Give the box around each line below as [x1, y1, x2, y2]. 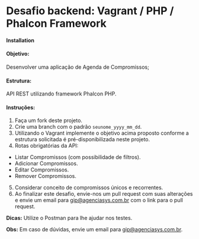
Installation [6, 37, 34, 44]
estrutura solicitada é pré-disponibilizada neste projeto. [14, 136, 150, 143]
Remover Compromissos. [14, 173, 77, 180]
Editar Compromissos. [14, 166, 69, 173]
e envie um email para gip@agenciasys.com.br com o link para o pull [14, 197, 184, 204]
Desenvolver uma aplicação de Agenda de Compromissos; [6, 63, 149, 71]
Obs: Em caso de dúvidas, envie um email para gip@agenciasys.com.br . [6, 226, 183, 233]
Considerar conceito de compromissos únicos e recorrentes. [14, 184, 163, 191]
